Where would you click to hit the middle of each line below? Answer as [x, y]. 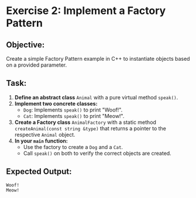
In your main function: [41, 141]
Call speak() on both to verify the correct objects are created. [97, 153]
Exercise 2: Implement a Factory [86, 11]
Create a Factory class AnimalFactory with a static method [85, 122]
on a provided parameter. [37, 65]
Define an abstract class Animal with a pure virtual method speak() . [96, 97]
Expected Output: [39, 171]
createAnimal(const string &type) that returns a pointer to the [90, 128]
